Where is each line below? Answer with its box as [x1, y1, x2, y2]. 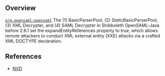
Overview [5, 4, 36, 12]
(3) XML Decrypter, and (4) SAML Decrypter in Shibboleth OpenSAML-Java [5, 22, 160, 28]
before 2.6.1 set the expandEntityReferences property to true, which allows [5, 27, 158, 34]
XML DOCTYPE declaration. [5, 38, 62, 44]
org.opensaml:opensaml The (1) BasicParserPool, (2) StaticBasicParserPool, [5, 17, 158, 23]
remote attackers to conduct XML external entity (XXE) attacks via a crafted [5, 33, 161, 38]
